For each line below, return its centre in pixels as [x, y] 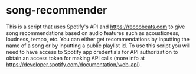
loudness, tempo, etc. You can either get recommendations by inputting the [98, 39]
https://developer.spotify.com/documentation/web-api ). [74, 64]
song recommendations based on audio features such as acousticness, [93, 33]
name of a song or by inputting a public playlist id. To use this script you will [98, 46]
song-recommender [57, 10]
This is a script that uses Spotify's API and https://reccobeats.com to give [96, 27]
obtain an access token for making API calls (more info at [76, 58]
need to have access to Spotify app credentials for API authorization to [92, 52]
